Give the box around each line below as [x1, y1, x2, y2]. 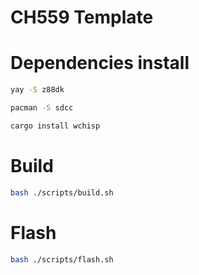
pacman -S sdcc [10, 103, 74, 113]
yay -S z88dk [10, 85, 65, 95]
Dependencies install [10, 52, 190, 75]
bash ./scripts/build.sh [10, 187, 114, 198]
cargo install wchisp [10, 121, 101, 131]
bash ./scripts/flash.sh [10, 254, 114, 265]
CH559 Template [10, 6, 154, 29]
